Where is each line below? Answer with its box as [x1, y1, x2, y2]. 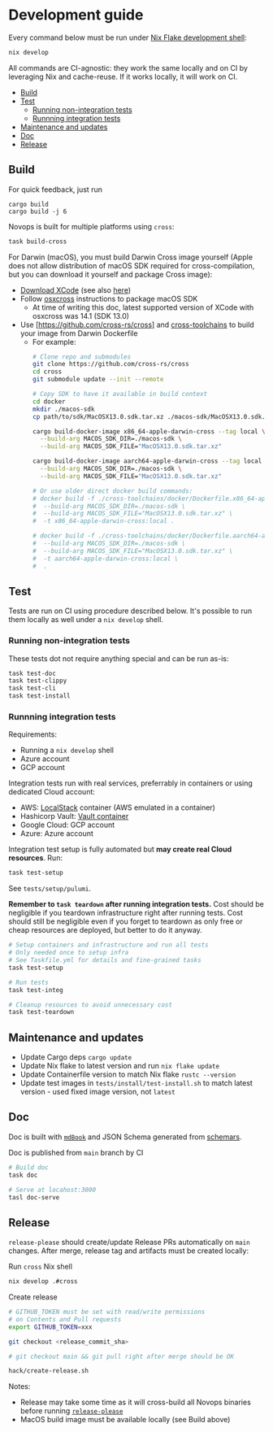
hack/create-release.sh [8, 1367, 89, 1375]
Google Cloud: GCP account [19, 820, 115, 830]
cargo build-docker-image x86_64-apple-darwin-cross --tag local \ [32, 427, 266, 436]
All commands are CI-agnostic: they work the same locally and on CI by [8, 63, 248, 72]
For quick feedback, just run [8, 185, 103, 194]
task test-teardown [8, 1008, 75, 1016]
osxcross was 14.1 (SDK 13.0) [32, 311, 130, 320]
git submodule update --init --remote [32, 376, 164, 384]
